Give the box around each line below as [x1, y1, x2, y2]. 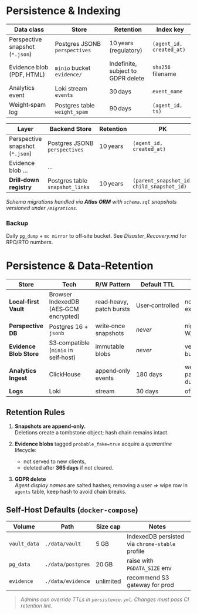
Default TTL [140, 281, 175, 289]
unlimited [96, 577, 121, 585]
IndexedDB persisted [127, 532, 185, 541]
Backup [6, 219, 28, 227]
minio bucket [55, 63, 91, 72]
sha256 [152, 63, 171, 70]
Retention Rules [6, 407, 66, 417]
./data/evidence [45, 578, 90, 585]
